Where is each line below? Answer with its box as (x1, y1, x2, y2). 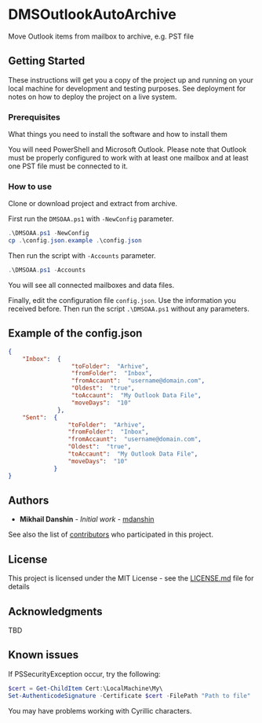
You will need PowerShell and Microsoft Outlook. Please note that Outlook (8, 145, 247, 154)
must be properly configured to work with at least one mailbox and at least (8, 153, 249, 163)
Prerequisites (8, 112, 60, 123)
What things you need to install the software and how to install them (8, 130, 227, 139)
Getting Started (8, 54, 86, 68)
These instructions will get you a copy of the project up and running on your (8, 75, 253, 84)
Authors (8, 493, 49, 507)
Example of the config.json (8, 326, 143, 340)
